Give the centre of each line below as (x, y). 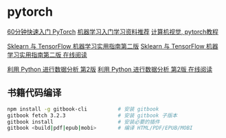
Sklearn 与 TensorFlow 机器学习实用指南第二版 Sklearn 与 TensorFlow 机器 (113, 46)
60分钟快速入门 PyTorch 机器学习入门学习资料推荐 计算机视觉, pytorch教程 (113, 31)
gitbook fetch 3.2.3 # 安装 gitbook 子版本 (92, 115)
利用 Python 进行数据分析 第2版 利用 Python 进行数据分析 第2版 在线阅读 (110, 69)
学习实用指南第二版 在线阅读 (47, 55)
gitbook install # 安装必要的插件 (83, 122)
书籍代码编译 (34, 93)
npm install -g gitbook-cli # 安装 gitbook (83, 109)
